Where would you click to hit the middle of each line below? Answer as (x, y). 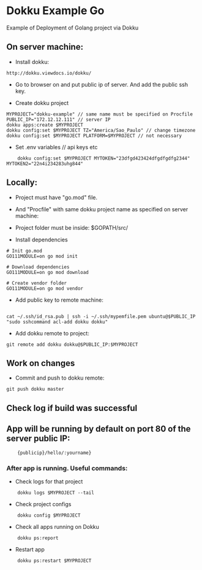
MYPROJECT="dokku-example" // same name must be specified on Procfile (99, 114)
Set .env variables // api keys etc (56, 147)
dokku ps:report (38, 538)
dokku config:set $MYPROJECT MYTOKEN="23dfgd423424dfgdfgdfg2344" (104, 158)
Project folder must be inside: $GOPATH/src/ (72, 227)
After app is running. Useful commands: (67, 468)
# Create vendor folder (37, 283)
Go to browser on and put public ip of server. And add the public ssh (102, 84)
